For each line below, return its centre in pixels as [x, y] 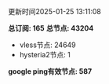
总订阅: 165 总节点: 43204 [51, 28]
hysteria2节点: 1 [45, 55]
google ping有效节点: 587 [50, 71]
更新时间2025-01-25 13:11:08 [55, 11]
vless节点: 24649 [47, 45]
